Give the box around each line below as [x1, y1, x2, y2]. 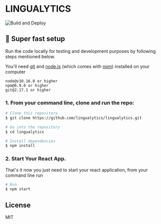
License [5, 201, 31, 209]
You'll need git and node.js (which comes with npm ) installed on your [5, 63, 150, 69]
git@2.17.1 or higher [5, 87, 51, 92]
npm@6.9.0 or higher [5, 83, 49, 88]
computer [5, 69, 26, 75]
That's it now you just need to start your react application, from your [5, 167, 148, 173]
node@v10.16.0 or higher [5, 78, 58, 84]
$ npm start [5, 186, 30, 192]
